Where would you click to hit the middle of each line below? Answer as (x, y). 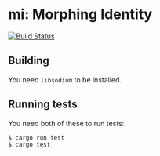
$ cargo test (29, 144)
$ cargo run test (36, 138)
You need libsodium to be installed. (65, 79)
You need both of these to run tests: (66, 123)
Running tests (43, 105)
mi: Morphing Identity (80, 15)
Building (29, 61)
